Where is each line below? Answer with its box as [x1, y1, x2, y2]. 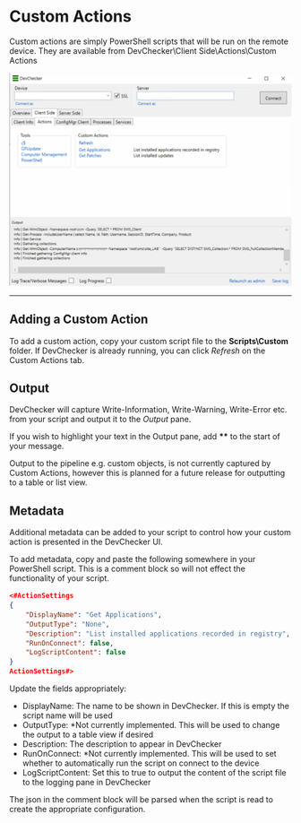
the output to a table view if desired [21, 729, 154, 741]
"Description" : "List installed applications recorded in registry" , [25, 629, 291, 638]
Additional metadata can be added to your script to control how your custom [9, 527, 291, 538]
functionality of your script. [9, 573, 110, 584]
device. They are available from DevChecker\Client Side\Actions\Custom [9, 45, 277, 56]
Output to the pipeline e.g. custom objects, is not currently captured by [9, 458, 271, 469]
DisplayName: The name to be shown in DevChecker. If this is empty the [21, 701, 289, 712]
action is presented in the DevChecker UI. [9, 536, 163, 548]
